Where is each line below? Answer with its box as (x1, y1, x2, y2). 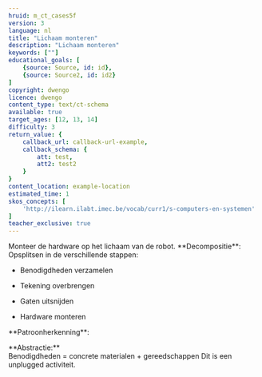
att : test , (37, 153, 73, 161)
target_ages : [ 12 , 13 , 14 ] (8, 116, 98, 124)
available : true (8, 109, 62, 117)
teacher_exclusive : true (8, 220, 91, 228)
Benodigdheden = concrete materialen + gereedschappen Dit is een (8, 351, 232, 361)
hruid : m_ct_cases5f (8, 11, 77, 20)
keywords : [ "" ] (8, 49, 59, 57)
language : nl (8, 26, 52, 34)
